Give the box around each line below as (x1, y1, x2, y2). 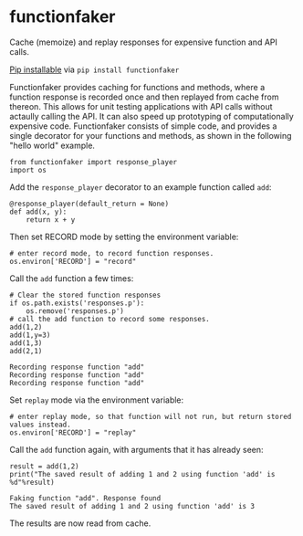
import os (9, 165, 47, 174)
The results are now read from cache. (9, 518, 151, 529)
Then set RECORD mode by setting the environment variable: (9, 231, 239, 242)
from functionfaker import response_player (9, 157, 178, 166)
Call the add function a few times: (9, 272, 134, 284)
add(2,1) (9, 346, 43, 355)
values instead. (9, 420, 71, 429)
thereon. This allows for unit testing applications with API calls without (9, 100, 273, 111)
